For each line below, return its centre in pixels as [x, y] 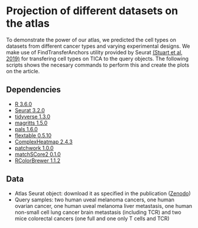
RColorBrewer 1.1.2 [38, 160]
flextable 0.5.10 [33, 135]
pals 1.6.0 [26, 129]
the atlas [28, 23]
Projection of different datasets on [92, 11]
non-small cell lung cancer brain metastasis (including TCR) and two [98, 212]
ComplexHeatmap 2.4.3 [43, 141]
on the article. [23, 71]
